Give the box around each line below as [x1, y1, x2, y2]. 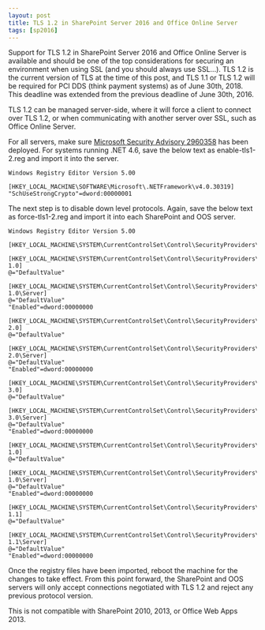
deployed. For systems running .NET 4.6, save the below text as [8, 145, 215, 155]
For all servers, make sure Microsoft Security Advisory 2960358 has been [8, 137, 248, 147]
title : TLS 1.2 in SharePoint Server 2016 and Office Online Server [8, 19, 238, 27]
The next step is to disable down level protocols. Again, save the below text [8, 204, 253, 213]
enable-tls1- [216, 145, 256, 155]
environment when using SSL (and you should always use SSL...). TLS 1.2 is [8, 65, 254, 74]
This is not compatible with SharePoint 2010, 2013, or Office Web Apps [8, 606, 238, 616]
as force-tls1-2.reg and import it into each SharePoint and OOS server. [8, 212, 237, 222]
